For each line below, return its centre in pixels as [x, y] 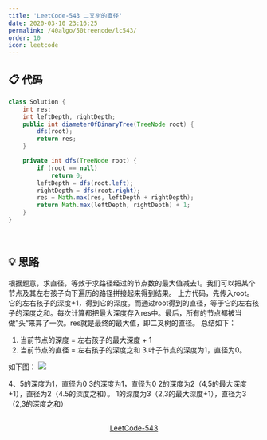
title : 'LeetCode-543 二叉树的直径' [65, 16]
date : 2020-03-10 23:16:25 [53, 23]
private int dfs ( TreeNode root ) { [80, 161]
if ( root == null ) [67, 168]
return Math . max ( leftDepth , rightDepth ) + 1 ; [114, 205]
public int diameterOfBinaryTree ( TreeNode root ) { [108, 124]
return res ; [57, 139]
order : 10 [25, 38]
